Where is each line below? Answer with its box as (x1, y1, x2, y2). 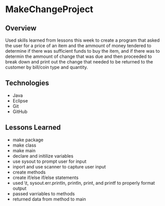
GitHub (12, 108, 28, 115)
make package (12, 136, 44, 143)
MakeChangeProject (5, 4, 94, 15)
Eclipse (12, 97, 28, 104)
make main (12, 147, 36, 153)
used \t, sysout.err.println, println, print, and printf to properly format (12, 180, 155, 186)
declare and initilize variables (12, 153, 73, 159)
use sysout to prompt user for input (12, 158, 87, 164)
